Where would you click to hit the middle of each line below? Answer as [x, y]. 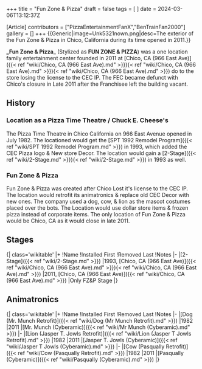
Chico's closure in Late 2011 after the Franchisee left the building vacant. [97, 84]
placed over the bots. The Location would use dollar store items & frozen [97, 208]
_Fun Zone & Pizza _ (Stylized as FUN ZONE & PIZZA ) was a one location [97, 52]
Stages [20, 240]
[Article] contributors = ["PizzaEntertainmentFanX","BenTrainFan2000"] [96, 27]
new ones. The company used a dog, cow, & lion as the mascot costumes [98, 201]
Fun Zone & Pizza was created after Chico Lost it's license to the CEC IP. [97, 188]
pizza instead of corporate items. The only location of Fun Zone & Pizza [96, 214]
